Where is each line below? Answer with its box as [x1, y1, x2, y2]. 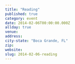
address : [5, 34, 23, 39]
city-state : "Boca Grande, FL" [5, 38, 68, 43]
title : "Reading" [5, 7, 40, 12]
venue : [5, 29, 18, 34]
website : [5, 47, 23, 52]
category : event [5, 16, 38, 21]
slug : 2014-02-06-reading [5, 51, 57, 57]
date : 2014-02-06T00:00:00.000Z [5, 20, 70, 26]
